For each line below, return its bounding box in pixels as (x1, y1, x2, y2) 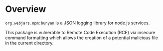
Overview (5, 3, 46, 15)
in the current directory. (5, 40, 54, 46)
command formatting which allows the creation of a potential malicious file (5, 35, 159, 41)
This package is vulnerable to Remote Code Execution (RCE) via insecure (5, 29, 156, 35)
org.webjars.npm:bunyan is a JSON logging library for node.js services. (5, 20, 150, 26)
